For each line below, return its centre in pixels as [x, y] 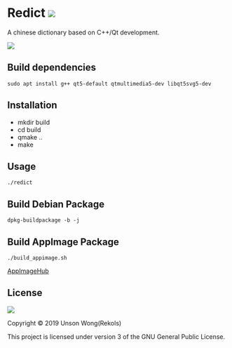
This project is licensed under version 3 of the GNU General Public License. [116, 336]
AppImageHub [28, 271]
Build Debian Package [56, 204]
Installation [32, 106]
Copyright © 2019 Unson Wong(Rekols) [64, 323]
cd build [29, 129]
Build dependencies [52, 68]
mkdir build [34, 122]
